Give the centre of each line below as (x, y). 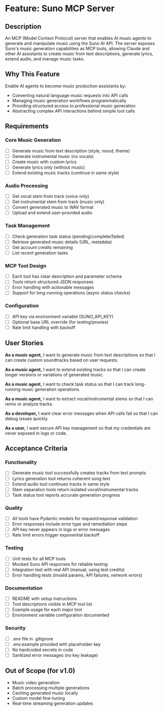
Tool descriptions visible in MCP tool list (52, 604)
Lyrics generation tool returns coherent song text (61, 479)
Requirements (27, 126)
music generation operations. (51, 389)
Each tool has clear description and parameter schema (67, 276)
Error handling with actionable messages (53, 288)
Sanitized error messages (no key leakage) (55, 655)
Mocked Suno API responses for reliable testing (60, 564)
